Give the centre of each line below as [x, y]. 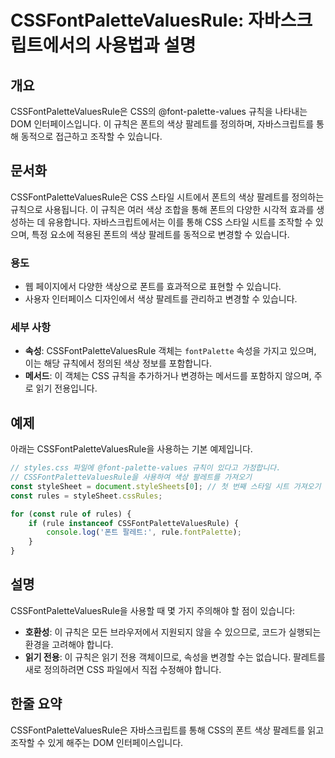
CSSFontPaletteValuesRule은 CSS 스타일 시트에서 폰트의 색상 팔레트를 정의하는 [167, 197]
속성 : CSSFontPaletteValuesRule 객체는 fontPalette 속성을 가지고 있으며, [170, 351]
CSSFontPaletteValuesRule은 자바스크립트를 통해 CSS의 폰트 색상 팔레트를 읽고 [167, 730]
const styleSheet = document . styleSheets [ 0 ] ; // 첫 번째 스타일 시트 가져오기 [166, 486]
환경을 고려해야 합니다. [69, 644]
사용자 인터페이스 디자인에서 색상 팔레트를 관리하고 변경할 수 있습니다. [161, 299]
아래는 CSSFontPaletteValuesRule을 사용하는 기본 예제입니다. [131, 449]
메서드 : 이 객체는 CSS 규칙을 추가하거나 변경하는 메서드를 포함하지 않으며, [168, 376]
